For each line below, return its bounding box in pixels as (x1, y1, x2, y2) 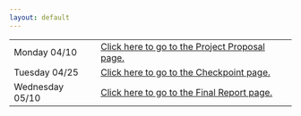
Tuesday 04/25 (13, 66, 79, 79)
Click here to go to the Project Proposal (99, 40, 266, 53)
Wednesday (13, 80, 64, 93)
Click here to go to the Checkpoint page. (99, 66, 271, 79)
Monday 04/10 (13, 46, 78, 58)
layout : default (9, 12, 70, 22)
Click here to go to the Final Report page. (99, 86, 273, 98)
